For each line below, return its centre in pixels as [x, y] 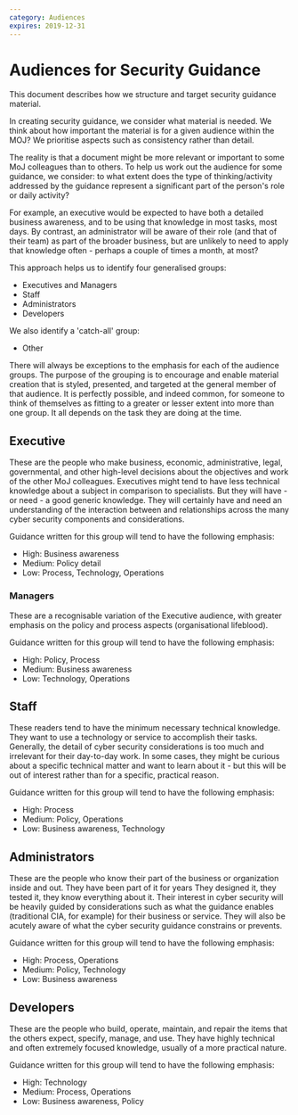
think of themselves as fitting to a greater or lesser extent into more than [141, 403]
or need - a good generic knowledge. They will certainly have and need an [146, 500]
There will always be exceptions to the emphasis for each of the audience [145, 366]
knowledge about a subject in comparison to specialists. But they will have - [148, 491]
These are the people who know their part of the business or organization [144, 879]
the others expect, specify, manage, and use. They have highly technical [142, 1038]
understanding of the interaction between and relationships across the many [149, 510]
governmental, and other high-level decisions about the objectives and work [149, 472]
